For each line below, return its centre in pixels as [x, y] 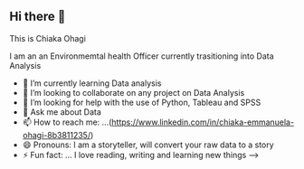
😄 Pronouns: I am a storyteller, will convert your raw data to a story [148, 145]
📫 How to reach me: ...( [67, 122]
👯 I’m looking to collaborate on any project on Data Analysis [133, 92]
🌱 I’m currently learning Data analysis [92, 83]
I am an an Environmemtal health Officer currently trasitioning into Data [142, 56]
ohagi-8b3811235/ [57, 135]
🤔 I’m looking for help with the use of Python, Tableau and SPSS [142, 102]
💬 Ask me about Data [62, 112]
